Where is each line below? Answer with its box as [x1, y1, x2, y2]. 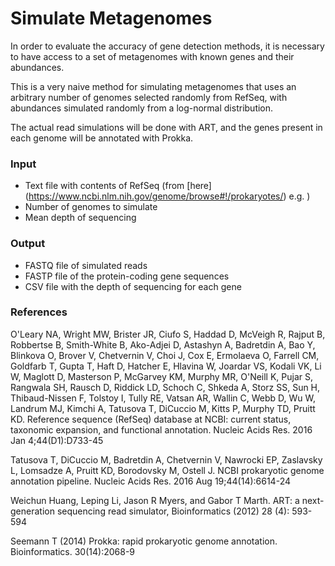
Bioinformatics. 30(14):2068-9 [10, 545, 136, 557]
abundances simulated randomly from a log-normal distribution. [10, 102, 274, 114]
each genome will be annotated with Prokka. [10, 132, 194, 144]
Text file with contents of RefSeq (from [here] [24, 180, 212, 192]
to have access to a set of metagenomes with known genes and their [10, 50, 295, 62]
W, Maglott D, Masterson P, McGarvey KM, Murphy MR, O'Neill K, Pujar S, [10, 370, 314, 382]
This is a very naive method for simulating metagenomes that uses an [10, 80, 297, 92]
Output [10, 237, 46, 251]
